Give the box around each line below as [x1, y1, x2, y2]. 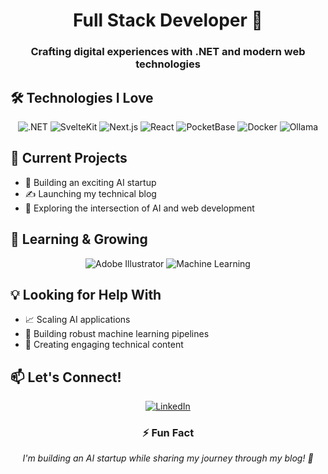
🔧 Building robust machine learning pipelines [24, 328, 210, 340]
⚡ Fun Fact [141, 426, 195, 440]
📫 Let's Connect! [10, 369, 122, 386]
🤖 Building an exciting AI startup [24, 176, 157, 188]
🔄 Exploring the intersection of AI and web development [24, 202, 255, 214]
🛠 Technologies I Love [10, 89, 154, 106]
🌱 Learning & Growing [10, 231, 148, 248]
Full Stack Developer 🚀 [73, 9, 263, 32]
